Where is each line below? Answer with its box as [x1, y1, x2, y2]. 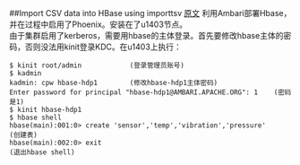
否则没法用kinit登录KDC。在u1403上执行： [24, 41, 182, 52]
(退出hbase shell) [9, 148, 75, 157]
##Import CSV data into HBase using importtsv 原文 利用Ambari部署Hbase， [9, 8, 292, 18]
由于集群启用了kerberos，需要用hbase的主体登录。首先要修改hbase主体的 [9, 30, 284, 40]
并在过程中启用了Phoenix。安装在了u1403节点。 [9, 19, 188, 30]
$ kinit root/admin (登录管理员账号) [9, 61, 185, 70]
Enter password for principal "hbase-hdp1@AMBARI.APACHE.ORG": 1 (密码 [9, 88, 292, 97]
